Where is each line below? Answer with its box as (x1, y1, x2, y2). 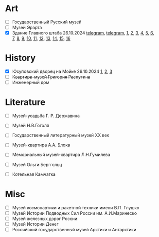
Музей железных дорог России (12, 216, 78, 221)
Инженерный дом (12, 80, 50, 85)
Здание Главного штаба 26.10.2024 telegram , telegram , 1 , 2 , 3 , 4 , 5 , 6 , (12, 30, 155, 36)
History (5, 52, 36, 64)
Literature (5, 97, 46, 108)
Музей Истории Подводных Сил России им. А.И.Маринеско (12, 210, 137, 216)
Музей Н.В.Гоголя (12, 122, 50, 129)
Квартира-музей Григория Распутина (12, 74, 91, 80)
